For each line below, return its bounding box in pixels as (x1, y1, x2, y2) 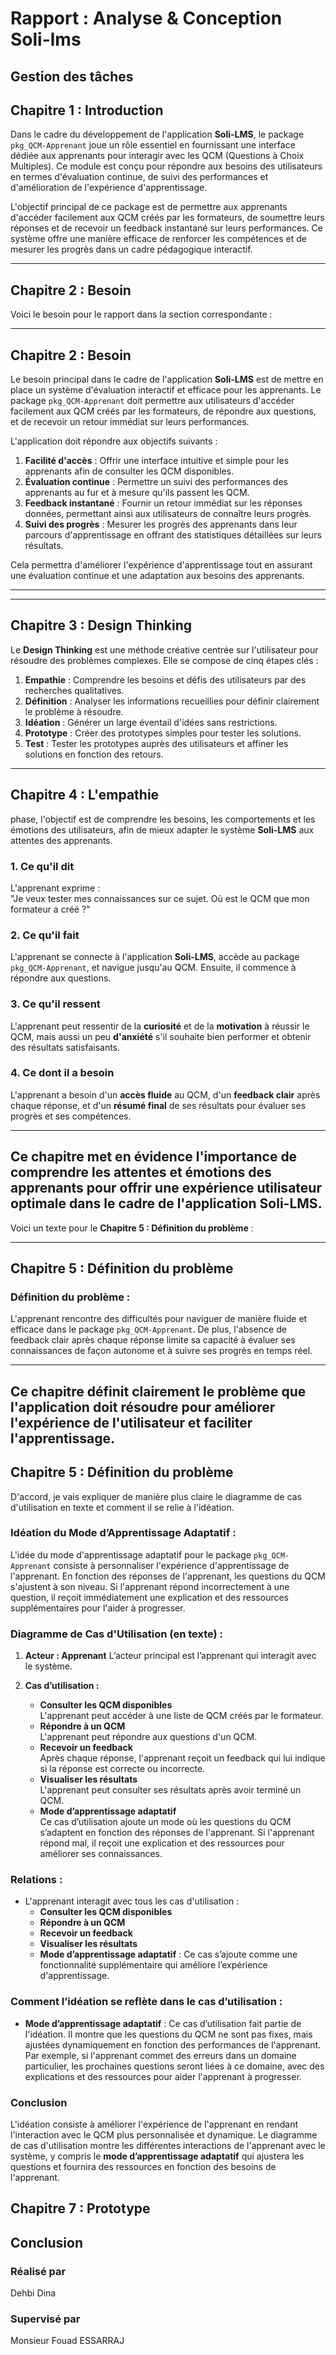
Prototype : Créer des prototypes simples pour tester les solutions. (24, 727, 302, 739)
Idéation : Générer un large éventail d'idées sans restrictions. (24, 716, 278, 728)
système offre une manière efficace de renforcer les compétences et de (10, 233, 307, 245)
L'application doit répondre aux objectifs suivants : (10, 435, 218, 447)
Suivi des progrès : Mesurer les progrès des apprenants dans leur (24, 518, 298, 531)
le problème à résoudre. (24, 705, 124, 717)
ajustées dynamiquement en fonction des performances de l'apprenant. (24, 2038, 322, 2051)
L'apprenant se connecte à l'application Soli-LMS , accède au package (10, 951, 300, 963)
